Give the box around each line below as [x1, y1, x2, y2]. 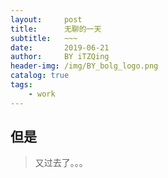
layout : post [10, 14, 83, 25]
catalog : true [10, 71, 70, 81]
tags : [10, 80, 33, 90]
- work [28, 89, 56, 99]
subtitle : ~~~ [10, 33, 78, 43]
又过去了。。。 [34, 157, 88, 169]
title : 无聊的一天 [10, 24, 102, 34]
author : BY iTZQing [10, 52, 110, 62]
